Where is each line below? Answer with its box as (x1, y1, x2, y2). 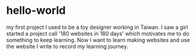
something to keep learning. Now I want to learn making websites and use (6, 36, 190, 43)
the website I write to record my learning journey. (6, 43, 128, 50)
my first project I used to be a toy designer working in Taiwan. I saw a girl (6, 23, 188, 31)
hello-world (6, 4, 66, 17)
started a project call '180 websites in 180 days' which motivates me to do (6, 30, 190, 37)
